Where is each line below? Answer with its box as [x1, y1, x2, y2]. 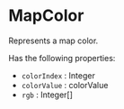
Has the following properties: [8, 52, 116, 63]
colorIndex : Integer [21, 69, 95, 81]
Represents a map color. [8, 35, 99, 46]
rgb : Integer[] [21, 89, 74, 100]
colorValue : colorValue [21, 79, 109, 90]
